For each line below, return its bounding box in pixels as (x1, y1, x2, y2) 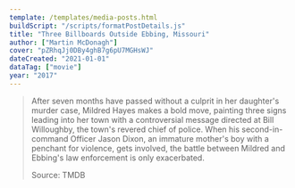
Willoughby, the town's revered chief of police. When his (30, 124, 240, 135)
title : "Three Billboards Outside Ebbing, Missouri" (9, 29, 210, 38)
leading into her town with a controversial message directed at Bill (30, 114, 274, 125)
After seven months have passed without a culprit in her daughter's (30, 95, 280, 106)
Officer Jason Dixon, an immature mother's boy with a (70, 133, 270, 143)
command (30, 133, 69, 143)
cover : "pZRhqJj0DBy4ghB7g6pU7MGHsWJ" (9, 46, 154, 55)
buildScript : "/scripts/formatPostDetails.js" (9, 21, 186, 30)
